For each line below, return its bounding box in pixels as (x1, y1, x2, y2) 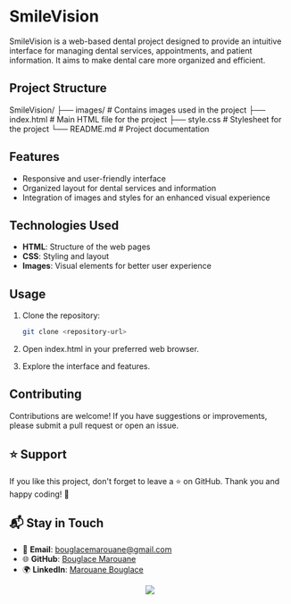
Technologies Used (9, 217, 119, 233)
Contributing (9, 387, 82, 402)
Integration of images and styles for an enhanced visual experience (21, 192, 270, 203)
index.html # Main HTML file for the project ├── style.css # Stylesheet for (9, 113, 282, 124)
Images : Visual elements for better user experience (21, 261, 212, 272)
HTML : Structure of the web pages (21, 241, 151, 252)
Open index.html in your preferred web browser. (21, 344, 199, 355)
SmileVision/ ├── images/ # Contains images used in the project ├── (9, 105, 266, 115)
